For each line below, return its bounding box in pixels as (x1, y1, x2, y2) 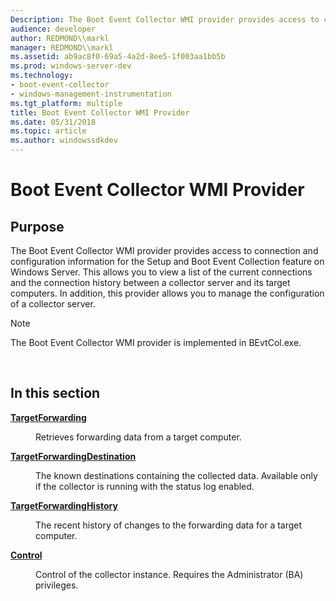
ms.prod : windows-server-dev (10, 61, 132, 71)
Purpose (10, 218, 65, 235)
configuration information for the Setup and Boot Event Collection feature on (10, 256, 325, 267)
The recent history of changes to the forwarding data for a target (35, 519, 303, 531)
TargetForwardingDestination (10, 450, 137, 462)
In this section (10, 385, 101, 402)
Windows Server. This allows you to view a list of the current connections (10, 266, 313, 278)
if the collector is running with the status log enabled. (35, 480, 255, 492)
